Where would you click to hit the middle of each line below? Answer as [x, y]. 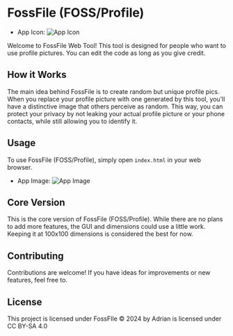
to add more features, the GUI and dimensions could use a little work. [106, 227]
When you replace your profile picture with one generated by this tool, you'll [116, 99]
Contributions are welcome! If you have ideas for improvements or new [109, 273]
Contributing [35, 256]
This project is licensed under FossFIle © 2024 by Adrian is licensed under [114, 319]
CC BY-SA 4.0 [27, 326]
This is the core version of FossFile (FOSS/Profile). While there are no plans [115, 219]
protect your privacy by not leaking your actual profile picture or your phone [116, 113]
